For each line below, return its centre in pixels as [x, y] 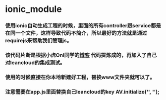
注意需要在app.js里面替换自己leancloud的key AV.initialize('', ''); [82, 92]
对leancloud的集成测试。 [35, 63]
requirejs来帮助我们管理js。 [39, 41]
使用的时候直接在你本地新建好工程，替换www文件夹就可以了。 [80, 77]
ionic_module [33, 9]
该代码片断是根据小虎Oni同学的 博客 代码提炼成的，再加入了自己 [81, 55]
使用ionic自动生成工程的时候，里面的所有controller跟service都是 [83, 26]
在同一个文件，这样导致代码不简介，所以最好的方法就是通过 [76, 33]
